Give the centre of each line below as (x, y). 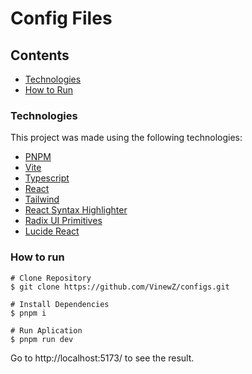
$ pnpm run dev (42, 339)
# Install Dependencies (60, 304)
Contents (40, 55)
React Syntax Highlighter (76, 210)
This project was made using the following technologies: (126, 138)
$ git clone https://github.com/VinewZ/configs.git (120, 287)
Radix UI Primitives (63, 221)
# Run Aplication (46, 330)
